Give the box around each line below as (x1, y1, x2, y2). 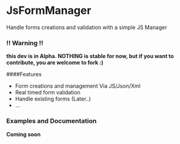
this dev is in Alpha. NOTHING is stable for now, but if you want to (6, 53, 174, 60)
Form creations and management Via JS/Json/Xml (15, 82, 141, 90)
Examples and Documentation (6, 117, 97, 125)
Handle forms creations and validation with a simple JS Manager (6, 24, 168, 31)
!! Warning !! (6, 39, 44, 47)
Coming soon (6, 131, 41, 138)
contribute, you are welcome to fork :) (6, 59, 104, 67)
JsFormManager (6, 4, 92, 18)
